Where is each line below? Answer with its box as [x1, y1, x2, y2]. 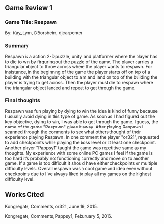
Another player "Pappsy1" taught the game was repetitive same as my [5, 145, 146, 151]
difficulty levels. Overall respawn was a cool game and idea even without [5, 166, 153, 172]
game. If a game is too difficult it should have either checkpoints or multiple [5, 160, 158, 166]
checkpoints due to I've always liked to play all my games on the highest [5, 171, 151, 177]
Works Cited [5, 191, 44, 199]
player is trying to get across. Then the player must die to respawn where [5, 79, 153, 85]
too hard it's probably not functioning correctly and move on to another [5, 155, 149, 161]
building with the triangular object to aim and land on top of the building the [5, 74, 158, 80]
